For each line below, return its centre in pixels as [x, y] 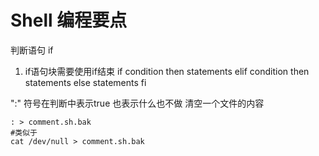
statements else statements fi [85, 82]
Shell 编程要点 [69, 20]
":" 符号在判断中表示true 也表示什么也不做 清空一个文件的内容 [137, 103]
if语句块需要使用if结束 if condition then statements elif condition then [167, 71]
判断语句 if [32, 50]
